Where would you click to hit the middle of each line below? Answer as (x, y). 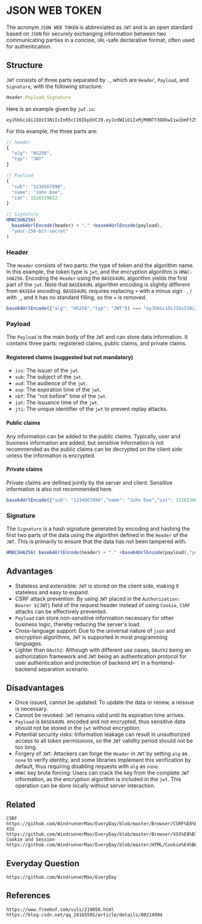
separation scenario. (63, 669)
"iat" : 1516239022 (35, 198)
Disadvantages (35, 688)
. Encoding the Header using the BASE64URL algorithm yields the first (105, 278)
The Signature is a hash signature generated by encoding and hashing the (98, 529)
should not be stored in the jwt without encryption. (78, 728)
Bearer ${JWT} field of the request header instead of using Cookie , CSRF (103, 605)
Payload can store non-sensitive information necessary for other (94, 618)
